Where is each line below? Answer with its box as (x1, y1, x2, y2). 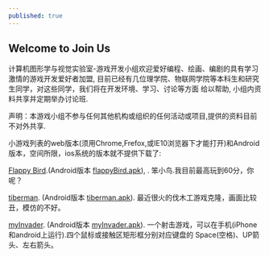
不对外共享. (8, 122, 47, 131)
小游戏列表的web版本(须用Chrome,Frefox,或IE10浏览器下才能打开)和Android (8, 139, 260, 148)
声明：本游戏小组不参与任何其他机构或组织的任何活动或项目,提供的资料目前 (8, 111, 258, 121)
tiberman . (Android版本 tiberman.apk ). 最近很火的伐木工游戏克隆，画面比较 (8, 193, 258, 202)
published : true (8, 11, 63, 20)
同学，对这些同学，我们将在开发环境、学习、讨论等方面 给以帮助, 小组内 (14, 84, 255, 93)
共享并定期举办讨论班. (14, 94, 89, 104)
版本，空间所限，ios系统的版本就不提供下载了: (8, 148, 162, 158)
